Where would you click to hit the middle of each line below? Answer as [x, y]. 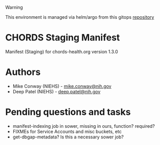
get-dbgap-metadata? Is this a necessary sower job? [68, 137]
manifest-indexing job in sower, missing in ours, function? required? [84, 126]
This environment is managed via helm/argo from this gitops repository [80, 17]
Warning [14, 7]
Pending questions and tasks [68, 112]
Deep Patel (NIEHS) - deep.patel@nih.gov [57, 91]
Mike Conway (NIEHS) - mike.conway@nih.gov [62, 86]
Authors [23, 72]
